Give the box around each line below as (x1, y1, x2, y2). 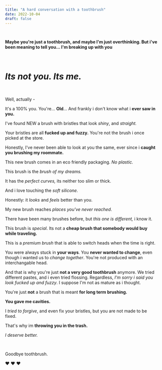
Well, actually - (5, 96, 35, 103)
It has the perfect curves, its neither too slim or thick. (5, 178, 111, 184)
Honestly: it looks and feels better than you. (5, 197, 93, 203)
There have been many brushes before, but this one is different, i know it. (5, 216, 153, 222)
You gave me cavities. (5, 299, 51, 305)
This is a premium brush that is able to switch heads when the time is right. (5, 240, 156, 246)
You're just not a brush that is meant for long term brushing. (5, 289, 128, 295)
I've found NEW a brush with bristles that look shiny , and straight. (5, 121, 137, 126)
